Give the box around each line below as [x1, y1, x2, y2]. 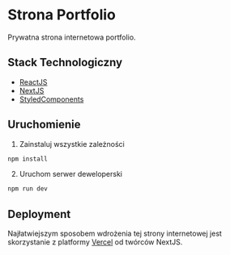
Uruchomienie [7, 118, 81, 132]
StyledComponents [19, 94, 84, 104]
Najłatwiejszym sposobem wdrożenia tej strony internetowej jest [7, 228, 222, 239]
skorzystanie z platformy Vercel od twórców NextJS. [7, 237, 183, 247]
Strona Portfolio [7, 6, 117, 24]
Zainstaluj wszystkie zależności [19, 139, 125, 148]
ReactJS [19, 77, 48, 86]
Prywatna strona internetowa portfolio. [7, 32, 136, 42]
